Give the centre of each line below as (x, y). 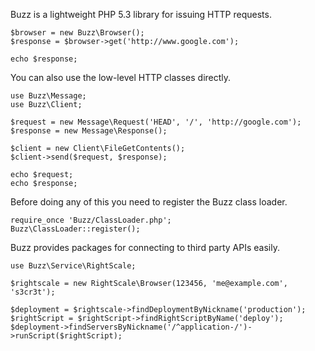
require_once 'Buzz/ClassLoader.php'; (91, 220)
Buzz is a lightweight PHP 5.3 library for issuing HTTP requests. (141, 14)
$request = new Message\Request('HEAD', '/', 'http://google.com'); (156, 122)
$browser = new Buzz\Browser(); (77, 33)
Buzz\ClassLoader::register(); (75, 229)
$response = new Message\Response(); (89, 131)
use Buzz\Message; (48, 96)
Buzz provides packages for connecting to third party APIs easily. (145, 247)
